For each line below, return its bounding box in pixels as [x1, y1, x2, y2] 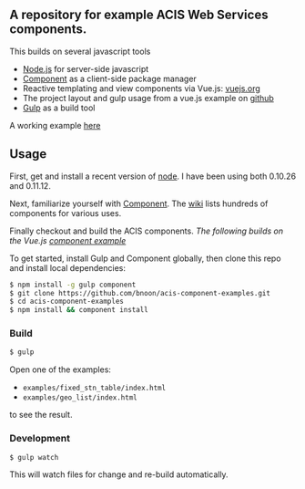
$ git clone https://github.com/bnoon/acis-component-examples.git [9, 288, 271, 297]
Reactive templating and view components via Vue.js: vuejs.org [22, 82, 261, 94]
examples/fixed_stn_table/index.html [22, 383, 167, 393]
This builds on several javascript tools [9, 46, 151, 57]
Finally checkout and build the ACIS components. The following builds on [9, 225, 284, 236]
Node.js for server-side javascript [22, 63, 149, 74]
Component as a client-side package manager [22, 73, 198, 84]
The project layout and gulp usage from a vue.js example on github [22, 92, 275, 103]
